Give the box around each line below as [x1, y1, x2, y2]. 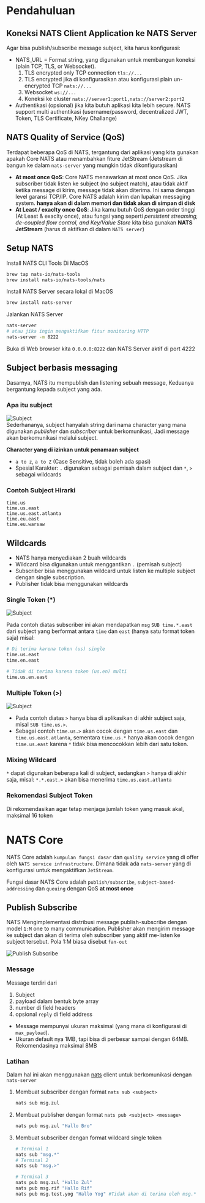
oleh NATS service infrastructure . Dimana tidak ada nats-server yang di [6, 860, 192, 867]
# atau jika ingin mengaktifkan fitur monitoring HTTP [6, 328, 149, 335]
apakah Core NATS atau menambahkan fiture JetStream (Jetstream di [6, 155, 183, 162]
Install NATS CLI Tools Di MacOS [6, 259, 89, 267]
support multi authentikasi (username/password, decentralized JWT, [15, 108, 188, 115]
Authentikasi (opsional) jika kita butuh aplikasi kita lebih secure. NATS [15, 102, 191, 109]
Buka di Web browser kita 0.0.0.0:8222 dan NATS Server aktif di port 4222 [6, 345, 196, 352]
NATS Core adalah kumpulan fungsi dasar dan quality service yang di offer [6, 853, 199, 861]
